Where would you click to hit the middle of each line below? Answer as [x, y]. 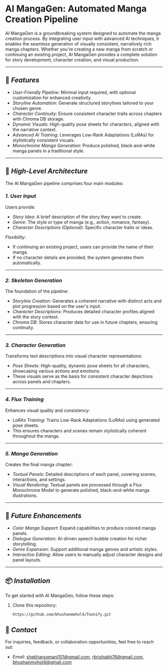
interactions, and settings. [39, 480]
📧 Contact [21, 630]
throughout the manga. [36, 436]
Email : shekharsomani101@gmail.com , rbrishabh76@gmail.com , [78, 657]
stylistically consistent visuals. [43, 140]
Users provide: [20, 207]
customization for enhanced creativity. [52, 98]
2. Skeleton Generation [34, 280]
